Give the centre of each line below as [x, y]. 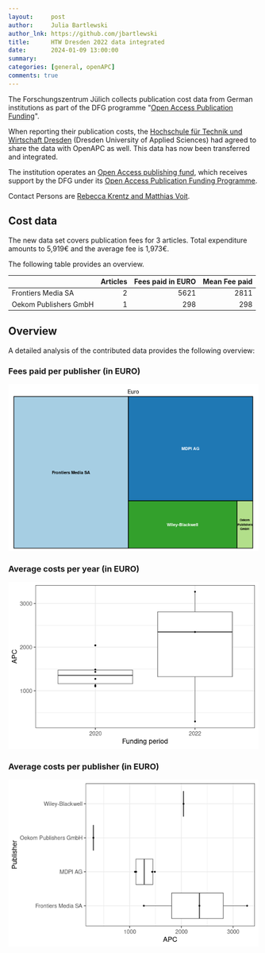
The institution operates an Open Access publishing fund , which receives [128, 172]
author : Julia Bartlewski [58, 25]
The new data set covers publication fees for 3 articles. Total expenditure [128, 240]
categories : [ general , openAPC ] [61, 68]
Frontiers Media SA [43, 293]
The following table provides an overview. [76, 264]
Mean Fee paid [228, 281]
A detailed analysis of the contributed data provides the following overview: [132, 351]
